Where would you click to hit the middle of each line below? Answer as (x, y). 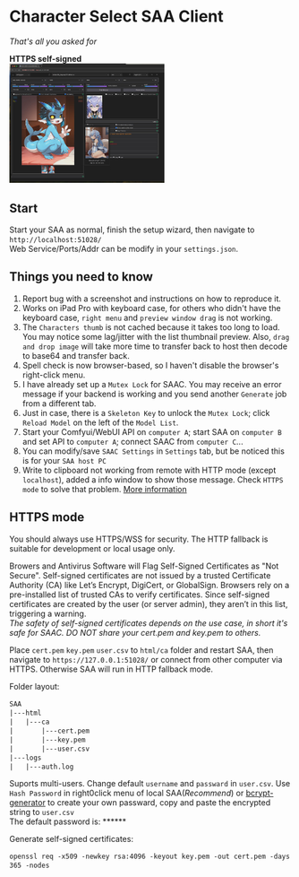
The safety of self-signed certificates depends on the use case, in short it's (149, 623)
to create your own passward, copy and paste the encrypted (159, 802)
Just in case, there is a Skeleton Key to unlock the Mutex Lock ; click (146, 412)
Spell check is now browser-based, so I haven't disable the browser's (150, 365)
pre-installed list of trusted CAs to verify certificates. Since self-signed (140, 595)
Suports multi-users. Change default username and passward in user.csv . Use (150, 783)
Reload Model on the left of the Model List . (100, 422)
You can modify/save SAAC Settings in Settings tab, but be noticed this (153, 451)
